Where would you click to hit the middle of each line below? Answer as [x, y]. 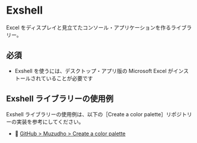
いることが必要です [69, 78]
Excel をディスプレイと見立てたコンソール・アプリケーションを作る [88, 27]
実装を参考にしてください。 [50, 122]
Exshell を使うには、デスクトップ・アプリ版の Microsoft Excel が [94, 71]
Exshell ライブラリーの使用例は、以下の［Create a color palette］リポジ [94, 114]
